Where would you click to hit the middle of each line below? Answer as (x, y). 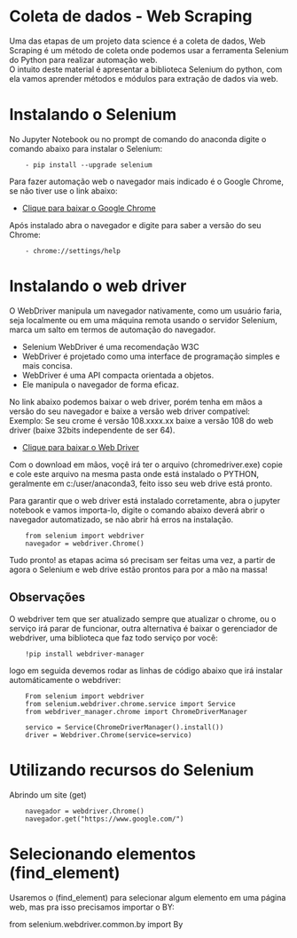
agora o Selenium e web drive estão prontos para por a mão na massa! (138, 569)
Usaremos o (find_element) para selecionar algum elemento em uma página (148, 897)
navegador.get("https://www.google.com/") (105, 819)
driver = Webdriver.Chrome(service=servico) (109, 735)
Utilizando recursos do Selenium (132, 770)
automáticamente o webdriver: (65, 680)
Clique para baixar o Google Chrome (89, 208)
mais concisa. (47, 365)
